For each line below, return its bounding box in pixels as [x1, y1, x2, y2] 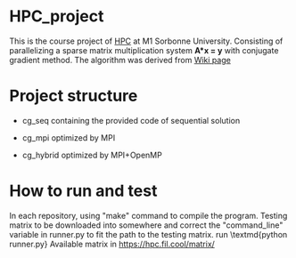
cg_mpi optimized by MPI [21, 132, 116, 143]
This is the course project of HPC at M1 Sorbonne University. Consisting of [9, 36, 284, 46]
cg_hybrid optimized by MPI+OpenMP [21, 149, 162, 160]
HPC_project [9, 6, 104, 27]
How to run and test [9, 181, 158, 201]
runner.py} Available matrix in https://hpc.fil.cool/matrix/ [9, 238, 216, 249]
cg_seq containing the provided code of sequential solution [21, 115, 241, 125]
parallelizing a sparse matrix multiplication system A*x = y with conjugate [9, 44, 279, 55]
